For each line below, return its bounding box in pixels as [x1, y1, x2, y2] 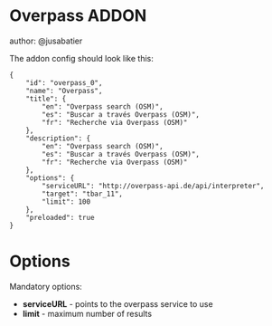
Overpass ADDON [9, 5, 147, 26]
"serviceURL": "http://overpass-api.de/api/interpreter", [42, 181, 265, 190]
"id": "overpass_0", [25, 78, 103, 87]
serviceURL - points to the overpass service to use [22, 298, 214, 309]
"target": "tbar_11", [42, 189, 124, 198]
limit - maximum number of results [22, 308, 152, 319]
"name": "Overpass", [25, 86, 103, 95]
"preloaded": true [25, 213, 95, 222]
